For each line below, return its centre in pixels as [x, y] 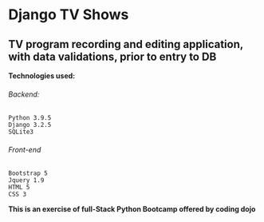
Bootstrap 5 [28, 173]
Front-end [25, 149]
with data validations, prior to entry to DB [112, 56]
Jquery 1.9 [26, 180]
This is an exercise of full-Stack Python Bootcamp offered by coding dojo [132, 209]
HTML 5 [19, 188]
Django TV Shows [69, 15]
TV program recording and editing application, [126, 44]
